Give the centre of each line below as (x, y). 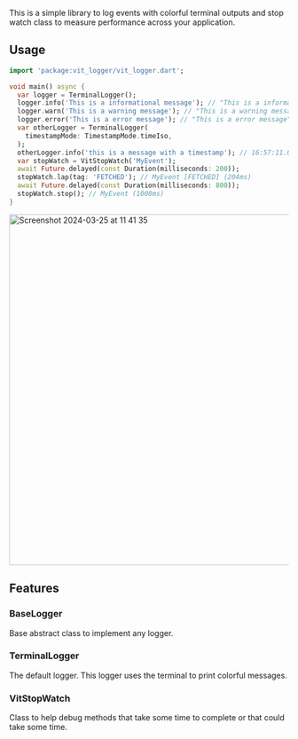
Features (34, 589)
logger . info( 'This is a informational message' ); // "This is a (138, 103)
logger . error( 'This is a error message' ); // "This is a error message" (154, 120)
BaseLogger (36, 614)
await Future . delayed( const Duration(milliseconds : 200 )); (129, 169)
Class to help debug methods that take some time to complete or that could (147, 718)
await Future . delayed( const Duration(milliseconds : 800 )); (129, 185)
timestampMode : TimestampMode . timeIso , (99, 136)
